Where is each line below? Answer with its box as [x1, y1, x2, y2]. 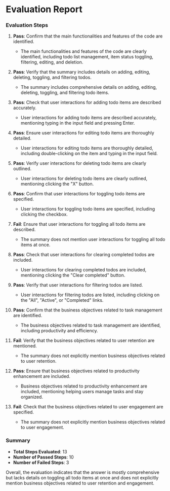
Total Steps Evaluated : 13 [13, 448, 67, 454]
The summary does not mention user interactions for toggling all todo [20, 236, 166, 242]
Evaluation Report [6, 4, 82, 15]
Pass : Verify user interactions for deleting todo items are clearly [13, 160, 146, 166]
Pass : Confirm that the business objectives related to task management [13, 307, 162, 313]
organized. [20, 394, 44, 400]
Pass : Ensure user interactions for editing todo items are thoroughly [13, 130, 155, 136]
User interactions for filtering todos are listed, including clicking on [20, 292, 160, 298]
